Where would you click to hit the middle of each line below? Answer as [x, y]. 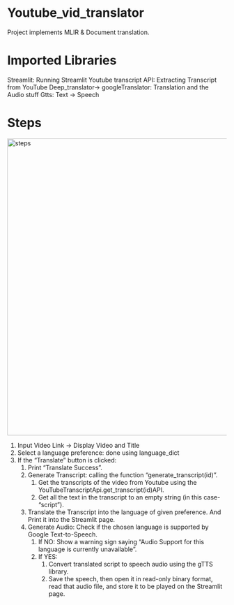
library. [58, 571]
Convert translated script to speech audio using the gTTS [131, 564]
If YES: [48, 556]
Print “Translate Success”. [65, 467]
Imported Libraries [62, 60]
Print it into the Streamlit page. [71, 519]
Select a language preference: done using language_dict [98, 453]
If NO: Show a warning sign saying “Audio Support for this [121, 541]
